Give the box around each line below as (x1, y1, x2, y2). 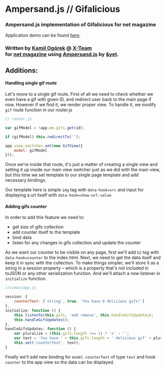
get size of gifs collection (12, 224, 64, 230)
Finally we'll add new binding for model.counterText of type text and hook (5, 354, 156, 360)
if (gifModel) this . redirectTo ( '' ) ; (5, 134, 81, 139)
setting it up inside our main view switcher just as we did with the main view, (5, 167, 161, 173)
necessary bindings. (5, 177, 47, 183)
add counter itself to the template (12, 229, 81, 235)
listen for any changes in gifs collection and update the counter (12, 240, 141, 246)
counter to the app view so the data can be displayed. (5, 359, 115, 365)
